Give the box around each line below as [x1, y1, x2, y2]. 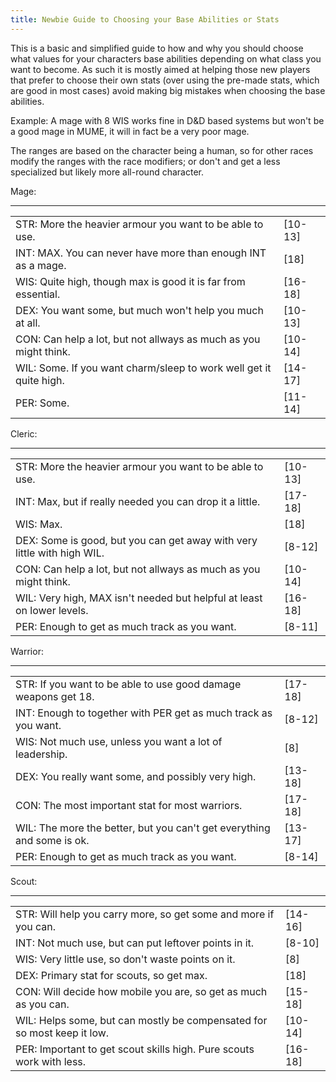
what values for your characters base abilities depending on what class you [10, 52, 322, 65]
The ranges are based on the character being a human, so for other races [10, 144, 314, 156]
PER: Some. [15, 396, 70, 410]
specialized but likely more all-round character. [10, 166, 204, 178]
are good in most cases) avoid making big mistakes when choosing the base [10, 84, 326, 96]
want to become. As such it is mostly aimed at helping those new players [10, 63, 311, 75]
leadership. [15, 747, 68, 761]
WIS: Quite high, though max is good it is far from [15, 274, 246, 288]
